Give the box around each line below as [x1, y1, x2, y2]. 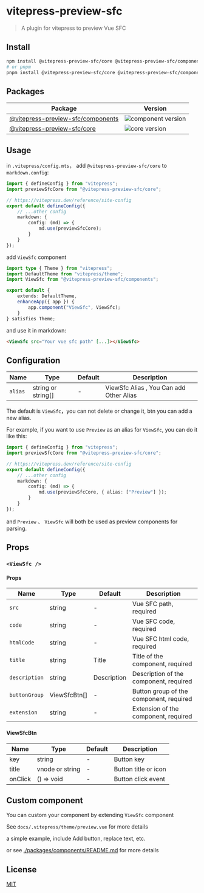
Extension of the [132, 705, 179, 713]
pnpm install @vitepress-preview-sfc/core [6, 69, 115, 75]
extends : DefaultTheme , [17, 293, 78, 299]
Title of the [132, 652, 163, 661]
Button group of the [132, 687, 188, 695]
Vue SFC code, [132, 617, 175, 626]
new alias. [6, 415, 32, 422]
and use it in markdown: [6, 326, 67, 334]
